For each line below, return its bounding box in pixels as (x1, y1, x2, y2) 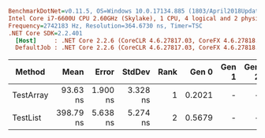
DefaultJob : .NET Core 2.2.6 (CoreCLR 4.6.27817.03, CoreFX (15, 44, 221, 52)
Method (15, 66, 46, 77)
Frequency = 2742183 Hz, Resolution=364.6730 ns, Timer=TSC (8, 21, 203, 30)
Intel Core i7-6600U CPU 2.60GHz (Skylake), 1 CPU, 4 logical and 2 (8, 14, 238, 22)
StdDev (121, 66, 151, 77)
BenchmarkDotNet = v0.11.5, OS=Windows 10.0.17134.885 (8, 7, 185, 15)
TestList (12, 112, 42, 123)
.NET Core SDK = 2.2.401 (8, 29, 83, 37)
